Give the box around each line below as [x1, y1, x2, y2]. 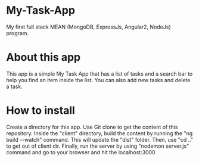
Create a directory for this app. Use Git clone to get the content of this [6, 123, 178, 130]
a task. [6, 83, 23, 90]
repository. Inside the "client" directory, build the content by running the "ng [6, 129, 193, 137]
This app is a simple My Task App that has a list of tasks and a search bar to [6, 70, 193, 77]
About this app [6, 51, 81, 64]
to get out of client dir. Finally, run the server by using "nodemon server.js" [6, 142, 189, 149]
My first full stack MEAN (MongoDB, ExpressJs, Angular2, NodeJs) [6, 23, 171, 30]
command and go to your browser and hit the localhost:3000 [6, 148, 156, 155]
